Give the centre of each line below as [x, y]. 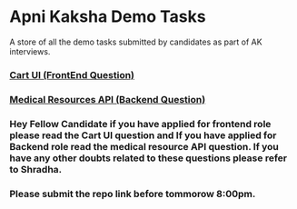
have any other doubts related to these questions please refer [148, 158]
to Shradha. [36, 169]
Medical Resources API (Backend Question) [108, 99]
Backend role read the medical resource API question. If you [144, 146]
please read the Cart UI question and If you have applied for [143, 135]
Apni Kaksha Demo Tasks [108, 17]
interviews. [30, 51]
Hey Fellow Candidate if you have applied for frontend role [140, 124]
